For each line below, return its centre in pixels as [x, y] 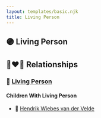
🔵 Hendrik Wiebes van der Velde [55, 109]
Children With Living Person [42, 96]
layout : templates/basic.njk [42, 12]
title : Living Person [33, 17]
